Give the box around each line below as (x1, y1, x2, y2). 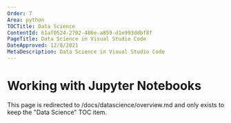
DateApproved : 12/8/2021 (7, 42, 79, 49)
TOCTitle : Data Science (7, 23, 76, 30)
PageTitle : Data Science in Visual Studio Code (7, 36, 147, 43)
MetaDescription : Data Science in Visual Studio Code (7, 49, 165, 56)
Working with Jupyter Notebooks (7, 78, 202, 93)
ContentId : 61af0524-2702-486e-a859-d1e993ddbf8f (7, 29, 153, 36)
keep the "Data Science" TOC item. (7, 108, 108, 116)
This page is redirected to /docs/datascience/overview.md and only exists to (7, 100, 225, 109)
